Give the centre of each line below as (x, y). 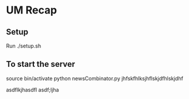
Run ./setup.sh (24, 46)
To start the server (41, 64)
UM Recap (32, 10)
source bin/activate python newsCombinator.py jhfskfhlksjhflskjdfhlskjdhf (94, 78)
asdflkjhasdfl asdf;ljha (33, 90)
